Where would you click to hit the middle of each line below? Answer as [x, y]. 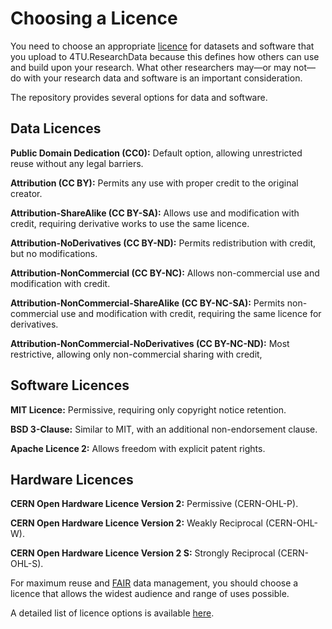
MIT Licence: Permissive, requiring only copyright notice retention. [148, 409]
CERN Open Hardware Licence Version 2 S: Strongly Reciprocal [143, 553]
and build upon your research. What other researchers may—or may [151, 67]
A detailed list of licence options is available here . [112, 613]
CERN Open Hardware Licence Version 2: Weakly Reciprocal [136, 523]
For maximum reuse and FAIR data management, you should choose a [154, 583]
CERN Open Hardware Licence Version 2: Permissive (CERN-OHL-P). [154, 504]
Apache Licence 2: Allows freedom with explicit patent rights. [138, 448]
